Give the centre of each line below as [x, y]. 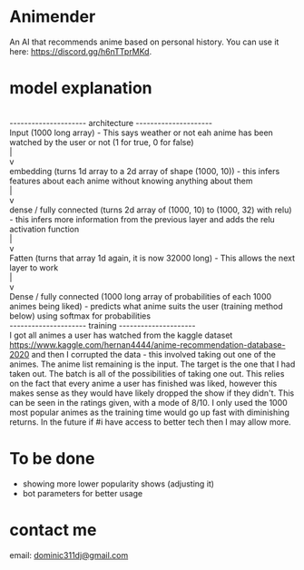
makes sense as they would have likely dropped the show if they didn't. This [152, 393]
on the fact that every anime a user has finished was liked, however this [143, 383]
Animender [53, 17]
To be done [52, 459]
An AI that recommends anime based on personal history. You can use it [144, 42]
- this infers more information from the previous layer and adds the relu [142, 219]
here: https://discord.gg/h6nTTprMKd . [81, 51]
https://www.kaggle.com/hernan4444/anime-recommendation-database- [147, 344]
